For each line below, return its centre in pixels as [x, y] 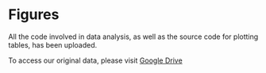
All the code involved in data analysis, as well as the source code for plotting [133, 36]
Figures [34, 15]
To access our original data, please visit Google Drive [95, 60]
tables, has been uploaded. [53, 44]
